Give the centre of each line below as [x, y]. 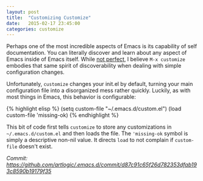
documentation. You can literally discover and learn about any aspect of [97, 53]
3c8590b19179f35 [29, 171]
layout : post [23, 12]
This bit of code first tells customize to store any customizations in [89, 127]
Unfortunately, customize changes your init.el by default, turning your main [100, 84]
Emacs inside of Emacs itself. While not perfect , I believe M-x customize [96, 59]
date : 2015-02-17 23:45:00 [43, 23]
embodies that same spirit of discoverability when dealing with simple [94, 66]
